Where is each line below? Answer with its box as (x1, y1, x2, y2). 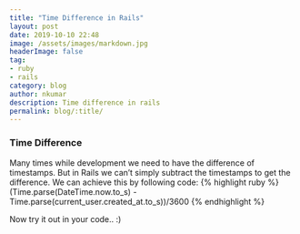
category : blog (9, 81, 67, 90)
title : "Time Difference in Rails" (9, 13, 145, 23)
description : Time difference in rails (9, 97, 161, 107)
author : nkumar (9, 89, 67, 98)
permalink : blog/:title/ (9, 107, 104, 116)
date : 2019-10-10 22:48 (9, 30, 100, 39)
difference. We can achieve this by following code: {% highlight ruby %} (9, 177, 279, 188)
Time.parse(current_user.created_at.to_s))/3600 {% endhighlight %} (9, 196, 265, 207)
